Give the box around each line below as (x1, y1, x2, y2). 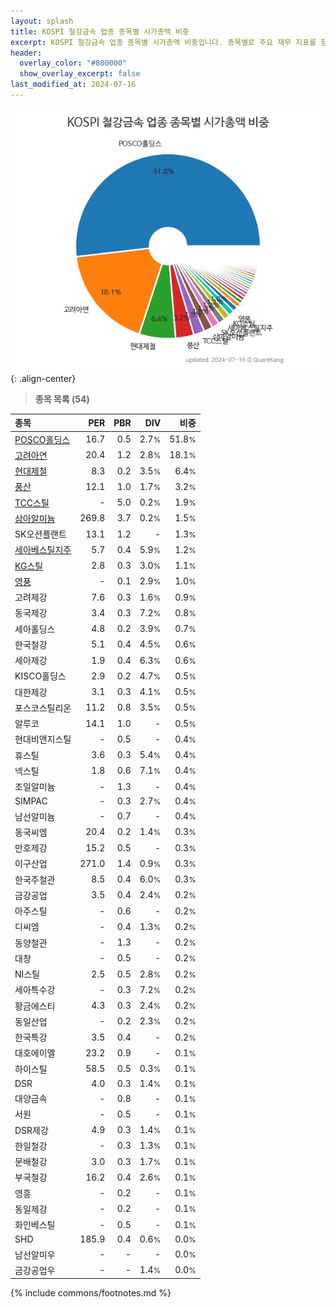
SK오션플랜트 (14, 528, 67, 540)
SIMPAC (14, 795, 48, 807)
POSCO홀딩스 (14, 433, 71, 445)
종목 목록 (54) (34, 393, 90, 405)
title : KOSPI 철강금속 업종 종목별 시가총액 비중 (10, 26, 190, 37)
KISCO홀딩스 (14, 670, 67, 682)
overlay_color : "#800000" (19, 58, 128, 69)
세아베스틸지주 (14, 544, 72, 556)
